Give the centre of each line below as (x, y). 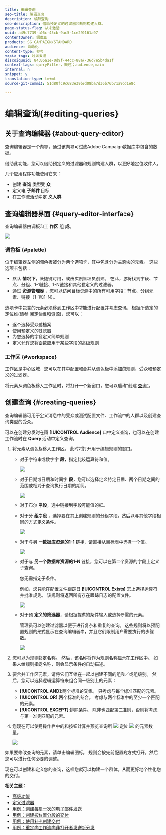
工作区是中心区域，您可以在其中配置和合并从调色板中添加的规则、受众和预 (81, 369)
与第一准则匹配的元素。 (43, 716)
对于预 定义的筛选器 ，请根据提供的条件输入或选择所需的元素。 (83, 614)
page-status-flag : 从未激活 (33, 28)
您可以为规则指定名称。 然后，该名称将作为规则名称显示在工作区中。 (82, 658)
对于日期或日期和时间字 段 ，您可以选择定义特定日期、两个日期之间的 (89, 479)
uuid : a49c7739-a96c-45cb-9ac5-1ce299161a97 (52, 33)
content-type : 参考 (24, 51)
